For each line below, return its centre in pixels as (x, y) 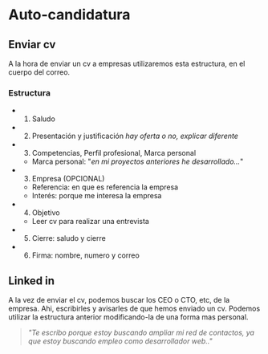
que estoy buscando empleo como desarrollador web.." (120, 341)
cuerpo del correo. (39, 72)
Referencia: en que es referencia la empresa (105, 187)
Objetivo (46, 213)
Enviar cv (32, 45)
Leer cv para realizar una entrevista (91, 222)
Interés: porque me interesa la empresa (97, 196)
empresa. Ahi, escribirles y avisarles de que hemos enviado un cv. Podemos (134, 309)
